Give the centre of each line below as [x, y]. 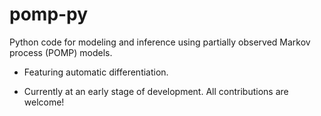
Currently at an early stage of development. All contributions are [156, 91]
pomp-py [49, 14]
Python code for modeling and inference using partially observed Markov [160, 42]
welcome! [44, 102]
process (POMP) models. [61, 52]
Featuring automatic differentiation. [96, 72]
